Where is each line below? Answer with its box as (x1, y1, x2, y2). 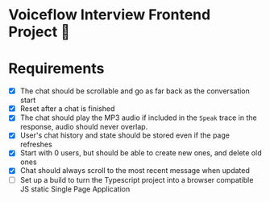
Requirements (8, 60, 105, 78)
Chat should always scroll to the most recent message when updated (19, 166, 250, 175)
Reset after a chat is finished (19, 104, 115, 113)
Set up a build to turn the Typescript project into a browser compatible (19, 175, 254, 184)
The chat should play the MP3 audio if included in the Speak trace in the (19, 113, 257, 122)
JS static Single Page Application (19, 183, 131, 194)
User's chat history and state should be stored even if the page (19, 130, 230, 140)
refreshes (19, 139, 52, 150)
